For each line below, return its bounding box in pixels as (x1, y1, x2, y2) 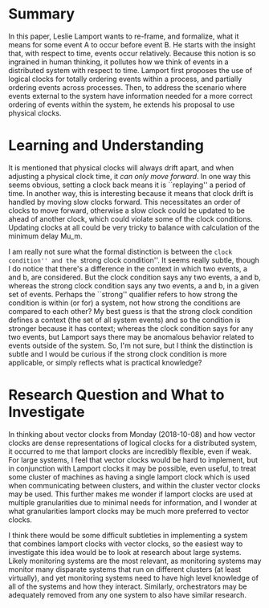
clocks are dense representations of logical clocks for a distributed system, (8, 438, 258, 447)
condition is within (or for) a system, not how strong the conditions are (8, 298, 241, 308)
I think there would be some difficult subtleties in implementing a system (8, 530, 248, 540)
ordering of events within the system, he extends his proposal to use (8, 100, 235, 109)
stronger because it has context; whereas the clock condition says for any (8, 323, 254, 333)
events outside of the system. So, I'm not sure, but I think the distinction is (8, 341, 253, 350)
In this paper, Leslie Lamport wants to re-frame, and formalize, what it (8, 31, 239, 41)
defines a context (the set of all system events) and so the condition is (8, 315, 241, 324)
